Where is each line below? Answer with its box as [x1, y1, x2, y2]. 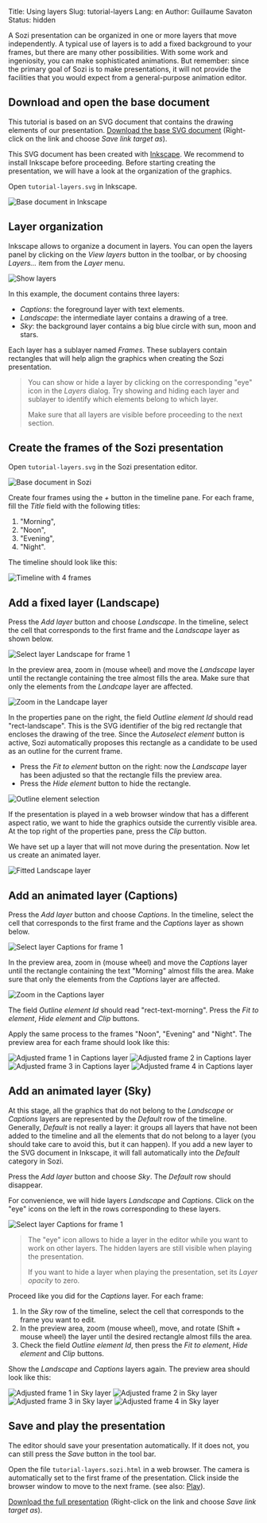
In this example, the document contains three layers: [8, 289, 180, 298]
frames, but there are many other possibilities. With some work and [8, 48, 229, 56]
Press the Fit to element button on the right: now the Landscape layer [19, 762, 248, 771]
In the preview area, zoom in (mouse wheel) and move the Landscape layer [8, 665, 255, 674]
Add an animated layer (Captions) [8, 888, 179, 902]
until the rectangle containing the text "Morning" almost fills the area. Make [8, 966, 254, 976]
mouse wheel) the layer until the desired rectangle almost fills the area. [19, 1331, 253, 1341]
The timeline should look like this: [8, 558, 118, 567]
